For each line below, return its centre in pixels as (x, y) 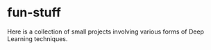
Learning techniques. (37, 38)
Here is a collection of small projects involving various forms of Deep (106, 32)
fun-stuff (34, 13)
